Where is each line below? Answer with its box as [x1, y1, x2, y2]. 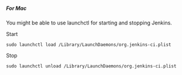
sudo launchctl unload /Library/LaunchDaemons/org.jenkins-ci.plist [6, 63, 177, 69]
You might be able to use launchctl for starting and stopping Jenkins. [6, 19, 173, 26]
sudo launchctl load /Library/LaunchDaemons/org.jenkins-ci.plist [6, 41, 171, 48]
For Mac [6, 5, 27, 12]
